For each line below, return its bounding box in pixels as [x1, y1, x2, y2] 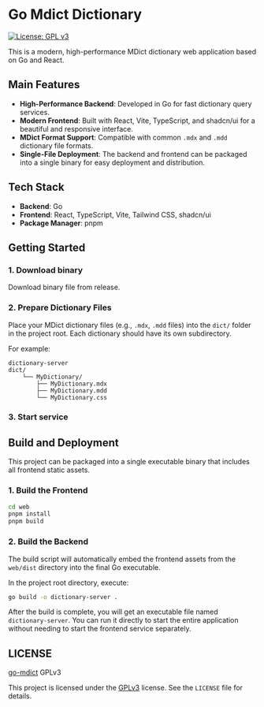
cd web [8, 503, 30, 511]
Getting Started [8, 240, 86, 254]
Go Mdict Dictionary [8, 6, 143, 24]
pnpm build [8, 518, 44, 526]
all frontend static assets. [8, 465, 91, 474]
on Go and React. [8, 55, 65, 65]
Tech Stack [8, 180, 65, 194]
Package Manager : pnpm [19, 218, 104, 228]
